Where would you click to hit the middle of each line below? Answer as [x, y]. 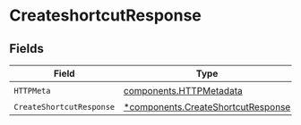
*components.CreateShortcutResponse [207, 107]
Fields [27, 49]
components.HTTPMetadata [184, 90]
